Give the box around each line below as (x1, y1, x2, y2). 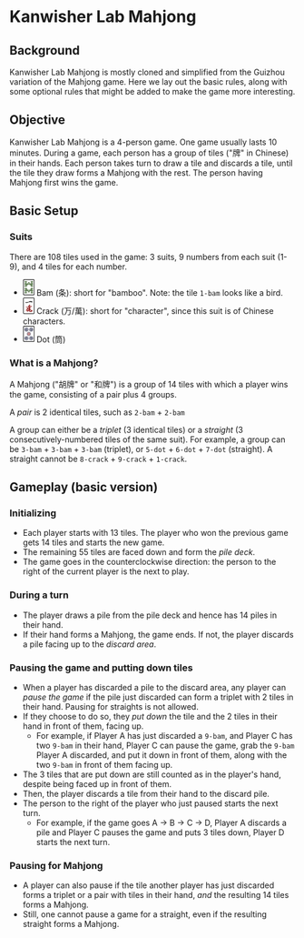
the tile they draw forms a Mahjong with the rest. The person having (9, 166, 263, 178)
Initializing (9, 507, 57, 519)
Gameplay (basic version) (9, 479, 159, 495)
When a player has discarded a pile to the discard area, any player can (22, 681, 287, 692)
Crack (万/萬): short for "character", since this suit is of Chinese (35, 305, 274, 316)
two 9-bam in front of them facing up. (35, 759, 173, 770)
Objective (9, 112, 66, 128)
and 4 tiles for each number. (21, 261, 127, 272)
